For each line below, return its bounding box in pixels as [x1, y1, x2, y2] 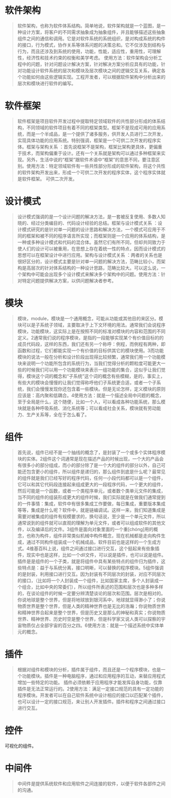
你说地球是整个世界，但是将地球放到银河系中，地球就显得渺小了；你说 [17, 597, 166, 603]
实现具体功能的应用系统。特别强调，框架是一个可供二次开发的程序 [17, 137, 157, 144]
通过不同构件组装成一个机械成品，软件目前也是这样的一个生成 [26, 539, 157, 545]
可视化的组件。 [5, 743, 36, 749]
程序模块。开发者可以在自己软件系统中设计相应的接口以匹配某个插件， [17, 692, 166, 698]
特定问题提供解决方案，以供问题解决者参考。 [22, 277, 116, 283]
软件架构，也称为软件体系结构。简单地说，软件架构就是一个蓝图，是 [17, 23, 161, 29]
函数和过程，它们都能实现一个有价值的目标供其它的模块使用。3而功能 [17, 347, 164, 354]
